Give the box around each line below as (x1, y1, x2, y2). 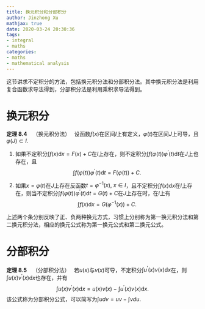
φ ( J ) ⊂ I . (6, 137, 29, 144)
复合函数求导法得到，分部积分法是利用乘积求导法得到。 (6, 85, 145, 92)
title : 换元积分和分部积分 (6, 9, 67, 15)
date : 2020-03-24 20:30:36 (6, 26, 75, 32)
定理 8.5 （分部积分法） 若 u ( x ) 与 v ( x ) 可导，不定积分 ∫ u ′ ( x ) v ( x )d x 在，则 (6, 265, 187, 274)
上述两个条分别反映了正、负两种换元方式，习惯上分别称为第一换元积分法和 (6, 213, 193, 220)
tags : (6, 32, 20, 38)
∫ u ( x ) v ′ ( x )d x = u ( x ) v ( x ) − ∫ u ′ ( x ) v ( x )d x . (56, 284, 149, 292)
